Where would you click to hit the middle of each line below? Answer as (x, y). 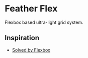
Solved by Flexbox (31, 50)
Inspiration (22, 38)
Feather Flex (31, 9)
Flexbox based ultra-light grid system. (44, 22)
